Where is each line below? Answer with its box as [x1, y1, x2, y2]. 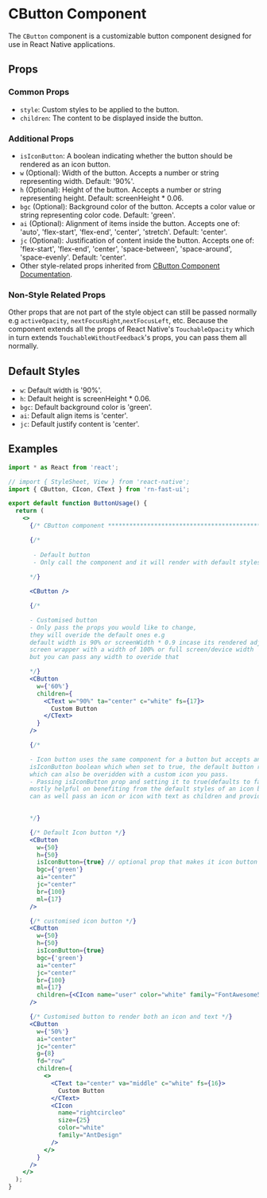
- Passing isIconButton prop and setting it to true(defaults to [29, 778, 250, 786]
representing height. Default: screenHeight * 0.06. [19, 193, 184, 203]
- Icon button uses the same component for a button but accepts [29, 755, 250, 763]
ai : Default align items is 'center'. [19, 411, 129, 420]
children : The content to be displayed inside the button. [19, 113, 203, 123]
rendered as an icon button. [19, 159, 111, 169]
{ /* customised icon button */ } [29, 917, 137, 925]
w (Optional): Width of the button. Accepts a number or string [19, 168, 219, 178]
